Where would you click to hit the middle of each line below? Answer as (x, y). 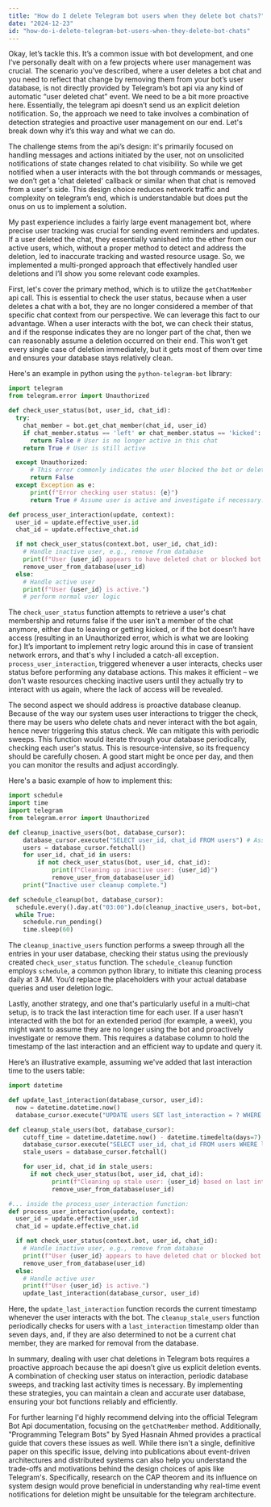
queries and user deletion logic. (61, 988)
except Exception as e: (55, 485)
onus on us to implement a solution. (68, 207)
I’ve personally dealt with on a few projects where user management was (130, 62)
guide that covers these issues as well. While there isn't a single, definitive (132, 1443)
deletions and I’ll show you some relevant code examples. (104, 274)
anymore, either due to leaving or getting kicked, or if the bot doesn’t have (132, 630)
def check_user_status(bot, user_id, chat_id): (90, 411)
